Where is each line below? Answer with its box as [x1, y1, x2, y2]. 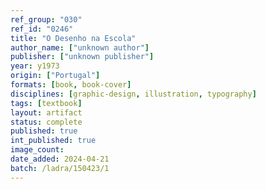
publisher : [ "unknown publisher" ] [10, 52, 155, 62]
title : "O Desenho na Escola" [10, 33, 137, 43]
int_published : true [10, 136, 97, 146]
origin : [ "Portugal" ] [10, 71, 101, 81]
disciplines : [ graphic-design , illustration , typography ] [10, 89, 257, 99]
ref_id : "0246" [10, 24, 74, 34]
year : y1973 [10, 61, 60, 71]
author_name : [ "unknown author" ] [10, 42, 150, 53]
